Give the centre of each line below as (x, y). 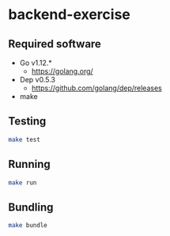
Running (30, 164)
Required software (55, 44)
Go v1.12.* (36, 63)
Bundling (31, 207)
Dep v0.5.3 (37, 80)
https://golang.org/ (62, 71)
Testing (27, 122)
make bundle (28, 226)
